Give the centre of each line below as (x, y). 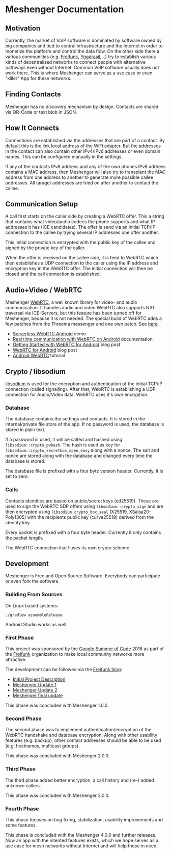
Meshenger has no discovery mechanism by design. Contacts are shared (82, 106)
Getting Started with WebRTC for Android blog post (66, 344)
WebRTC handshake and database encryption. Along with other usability (81, 735)
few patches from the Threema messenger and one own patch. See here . (82, 324)
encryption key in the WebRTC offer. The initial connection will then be (79, 269)
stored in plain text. (25, 430)
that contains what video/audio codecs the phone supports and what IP (80, 222)
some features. (21, 825)
